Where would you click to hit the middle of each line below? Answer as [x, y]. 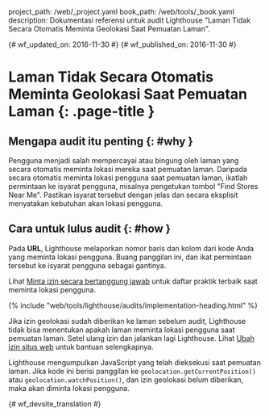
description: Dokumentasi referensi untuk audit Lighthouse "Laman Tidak [130, 20]
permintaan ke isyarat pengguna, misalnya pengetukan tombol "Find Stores [133, 186]
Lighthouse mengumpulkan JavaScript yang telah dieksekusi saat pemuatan [135, 362]
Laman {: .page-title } [82, 111]
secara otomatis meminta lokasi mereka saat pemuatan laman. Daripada [128, 169]
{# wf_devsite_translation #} [55, 404]
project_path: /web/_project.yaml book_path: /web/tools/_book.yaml [122, 12]
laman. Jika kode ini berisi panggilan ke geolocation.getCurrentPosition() [132, 371]
